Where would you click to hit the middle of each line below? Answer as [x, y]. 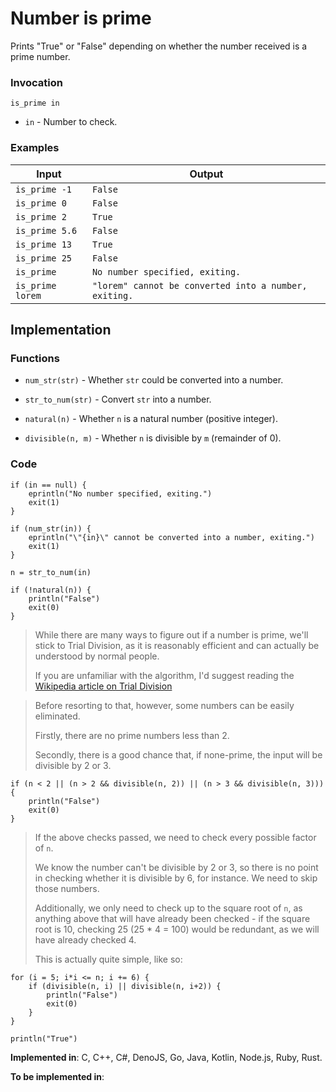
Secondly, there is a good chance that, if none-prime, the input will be [178, 754]
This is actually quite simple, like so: [108, 959]
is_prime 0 [41, 203]
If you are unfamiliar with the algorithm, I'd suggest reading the [164, 675]
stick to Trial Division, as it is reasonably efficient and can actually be [177, 645]
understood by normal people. [97, 656]
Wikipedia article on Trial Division [103, 686]
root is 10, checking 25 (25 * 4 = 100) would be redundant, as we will [177, 929]
